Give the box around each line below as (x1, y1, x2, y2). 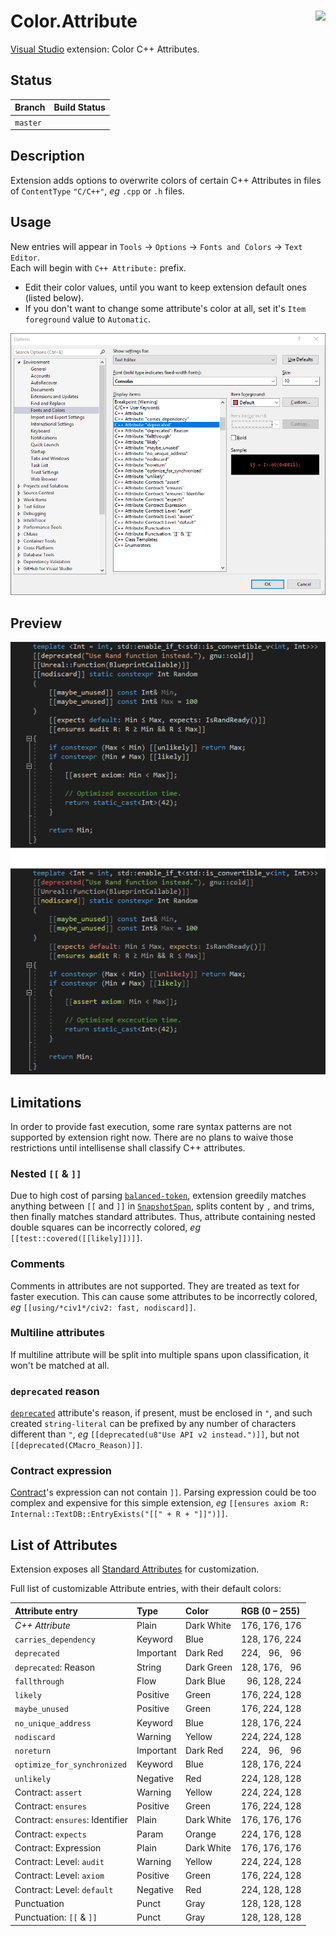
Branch (14, 101, 46, 114)
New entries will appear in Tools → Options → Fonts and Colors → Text (10, 240, 303, 252)
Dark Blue (184, 1675, 226, 1687)
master (14, 118, 42, 128)
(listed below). (24, 291, 85, 304)
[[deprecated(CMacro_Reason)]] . (10, 1439, 143, 1451)
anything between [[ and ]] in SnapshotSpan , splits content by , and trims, (10, 1200, 315, 1212)
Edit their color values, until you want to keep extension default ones (24, 281, 307, 293)
